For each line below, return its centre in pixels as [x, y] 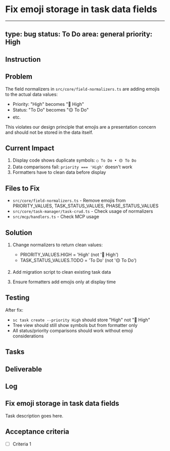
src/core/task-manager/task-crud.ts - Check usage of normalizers [83, 211]
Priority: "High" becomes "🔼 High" [48, 104]
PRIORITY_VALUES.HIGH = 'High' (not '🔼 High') [69, 254]
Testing [17, 298]
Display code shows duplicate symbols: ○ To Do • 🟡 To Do [74, 160]
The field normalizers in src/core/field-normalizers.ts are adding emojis [82, 89]
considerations [28, 336]
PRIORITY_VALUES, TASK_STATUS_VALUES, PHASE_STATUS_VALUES [86, 206]
